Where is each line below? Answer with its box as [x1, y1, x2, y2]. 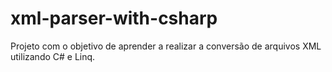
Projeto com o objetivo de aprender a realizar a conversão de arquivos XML [10, 40, 322, 52]
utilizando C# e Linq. [10, 50, 96, 62]
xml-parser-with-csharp [10, 7, 218, 30]
